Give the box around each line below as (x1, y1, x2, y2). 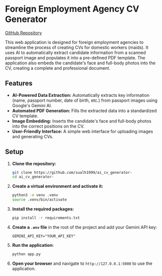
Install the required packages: (12, 206, 74, 212)
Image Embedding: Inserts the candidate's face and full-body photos (12, 118, 152, 124)
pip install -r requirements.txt (12, 216, 80, 221)
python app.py (12, 252, 41, 257)
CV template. (12, 113, 38, 119)
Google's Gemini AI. (12, 102, 52, 108)
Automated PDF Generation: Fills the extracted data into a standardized (12, 108, 157, 113)
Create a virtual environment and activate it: (12, 184, 104, 189)
